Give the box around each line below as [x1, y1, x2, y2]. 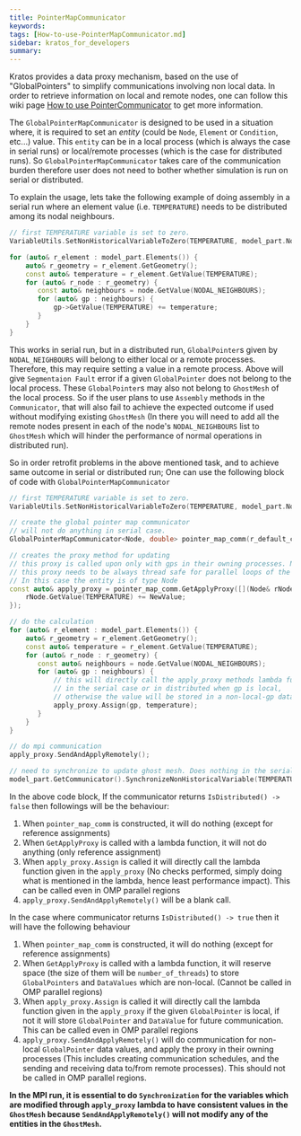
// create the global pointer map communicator [9, 518, 191, 527]
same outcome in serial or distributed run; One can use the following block [9, 466, 285, 477]
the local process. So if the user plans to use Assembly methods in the [9, 392, 266, 402]
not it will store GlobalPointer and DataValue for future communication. [21, 1015, 284, 1026]
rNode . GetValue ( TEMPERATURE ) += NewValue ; [25, 593, 186, 602]
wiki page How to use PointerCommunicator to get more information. [9, 100, 263, 110]
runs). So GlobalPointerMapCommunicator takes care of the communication [9, 155, 281, 166]
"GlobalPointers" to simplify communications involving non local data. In [9, 81, 276, 92]
